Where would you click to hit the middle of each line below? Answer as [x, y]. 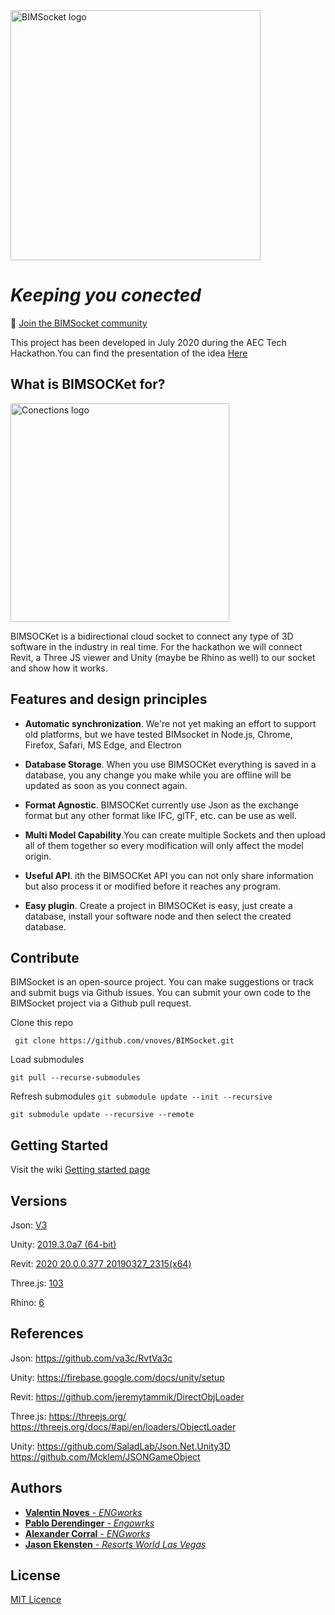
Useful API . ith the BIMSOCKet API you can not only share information [169, 875]
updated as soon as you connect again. [106, 785]
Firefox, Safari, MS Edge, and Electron [103, 745]
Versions [39, 1200]
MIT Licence [36, 1600]
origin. [38, 856]
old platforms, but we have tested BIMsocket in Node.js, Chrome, [158, 734]
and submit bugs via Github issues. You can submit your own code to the [161, 993]
